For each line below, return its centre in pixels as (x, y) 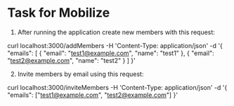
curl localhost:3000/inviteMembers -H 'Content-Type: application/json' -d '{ (117, 87)
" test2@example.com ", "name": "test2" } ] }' (71, 60)
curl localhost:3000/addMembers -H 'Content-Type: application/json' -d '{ (115, 45)
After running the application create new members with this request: (116, 32)
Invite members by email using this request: (80, 74)
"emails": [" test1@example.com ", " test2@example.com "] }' (92, 95)
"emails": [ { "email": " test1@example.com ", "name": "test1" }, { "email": (111, 53)
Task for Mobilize (59, 13)
